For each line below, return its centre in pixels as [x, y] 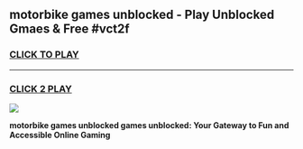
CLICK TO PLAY [44, 55]
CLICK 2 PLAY [41, 88]
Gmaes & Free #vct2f [69, 29]
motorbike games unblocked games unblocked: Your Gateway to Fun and [149, 125]
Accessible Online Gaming [60, 135]
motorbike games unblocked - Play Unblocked [142, 15]
